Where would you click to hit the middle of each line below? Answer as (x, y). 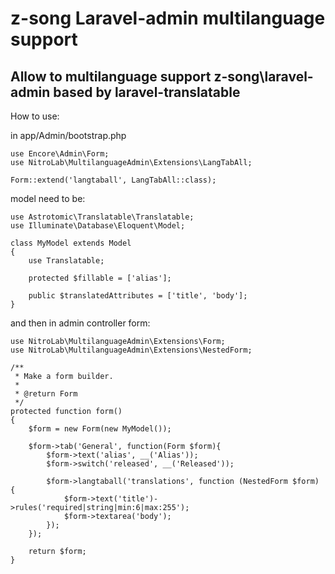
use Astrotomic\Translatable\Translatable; (102, 217)
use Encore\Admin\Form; (60, 154)
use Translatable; (66, 261)
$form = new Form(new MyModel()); (100, 429)
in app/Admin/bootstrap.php (68, 135)
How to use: (35, 116)
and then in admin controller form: (80, 323)
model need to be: (48, 198)
